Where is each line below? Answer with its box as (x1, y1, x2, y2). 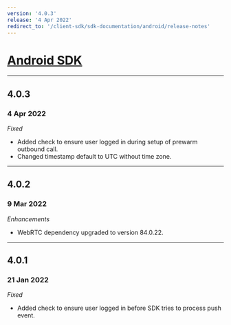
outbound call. (16, 145, 58, 153)
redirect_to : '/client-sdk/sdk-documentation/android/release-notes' (7, 23, 211, 30)
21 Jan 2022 (7, 276, 49, 284)
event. (16, 311, 36, 320)
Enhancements (7, 214, 50, 223)
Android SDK (7, 52, 82, 68)
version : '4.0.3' (7, 10, 57, 17)
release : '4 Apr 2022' (7, 16, 72, 23)
